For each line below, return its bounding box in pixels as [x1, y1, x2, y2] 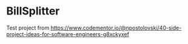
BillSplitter [6, 4, 60, 18]
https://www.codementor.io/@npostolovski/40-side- [50, 24, 182, 31]
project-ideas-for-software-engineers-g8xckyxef [6, 30, 129, 37]
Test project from [6, 24, 50, 31]
